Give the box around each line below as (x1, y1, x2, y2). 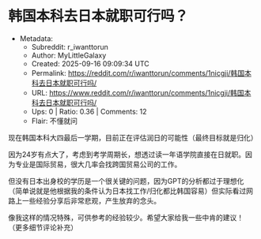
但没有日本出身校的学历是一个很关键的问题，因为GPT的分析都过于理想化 (8, 176, 244, 185)
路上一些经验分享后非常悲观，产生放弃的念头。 (8, 196, 161, 205)
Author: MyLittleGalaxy (31, 50, 107, 60)
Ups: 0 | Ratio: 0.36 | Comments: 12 (31, 106, 148, 116)
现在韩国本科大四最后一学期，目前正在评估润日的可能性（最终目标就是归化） (8, 133, 258, 142)
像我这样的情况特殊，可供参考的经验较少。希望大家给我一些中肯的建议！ (8, 212, 244, 222)
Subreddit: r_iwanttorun (31, 42, 109, 51)
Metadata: (19, 33, 54, 43)
